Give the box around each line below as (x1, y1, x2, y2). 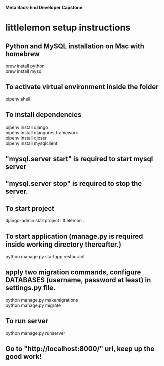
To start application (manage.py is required (5, 232, 143, 240)
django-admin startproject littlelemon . (5, 218, 84, 224)
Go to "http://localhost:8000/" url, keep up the (5, 345, 155, 353)
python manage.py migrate (5, 302, 61, 308)
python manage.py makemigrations (5, 297, 79, 303)
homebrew (5, 50, 40, 58)
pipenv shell (5, 96, 31, 102)
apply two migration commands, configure (5, 268, 141, 277)
